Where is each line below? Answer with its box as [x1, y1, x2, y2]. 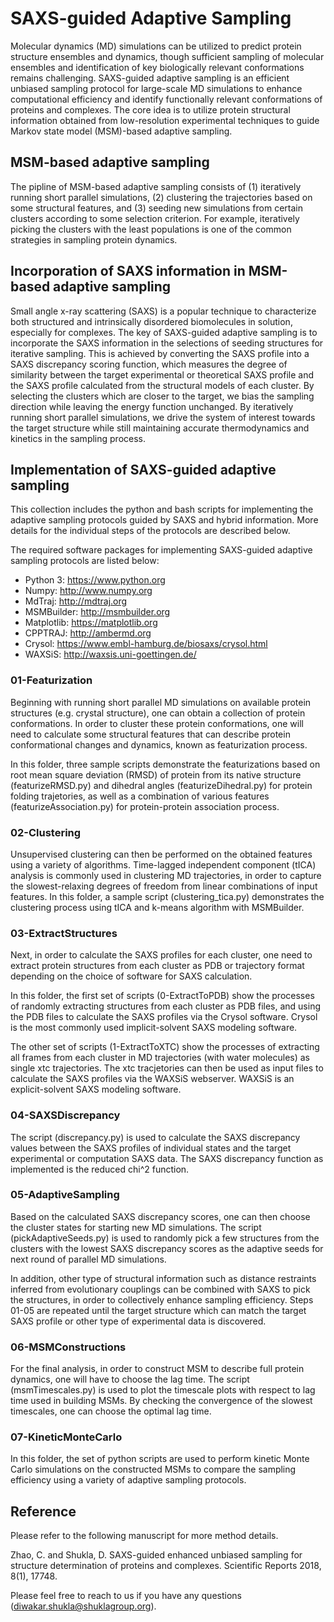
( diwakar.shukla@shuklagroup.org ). [10, 1600, 157, 1612]
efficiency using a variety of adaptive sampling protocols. [10, 1474, 247, 1486]
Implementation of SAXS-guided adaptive [10, 461, 277, 478]
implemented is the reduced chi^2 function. [10, 1163, 190, 1175]
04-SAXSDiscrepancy [10, 1108, 121, 1122]
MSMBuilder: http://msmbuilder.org [24, 606, 171, 618]
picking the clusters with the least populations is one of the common [10, 223, 292, 235]
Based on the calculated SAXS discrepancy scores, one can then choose [10, 1210, 311, 1222]
